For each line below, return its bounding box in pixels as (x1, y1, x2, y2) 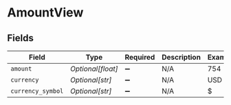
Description (161, 53, 201, 62)
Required (124, 53, 155, 62)
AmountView (7, 5, 84, 21)
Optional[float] (69, 64, 118, 73)
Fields (7, 32, 34, 44)
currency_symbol (10, 87, 64, 95)
